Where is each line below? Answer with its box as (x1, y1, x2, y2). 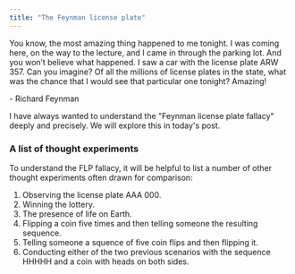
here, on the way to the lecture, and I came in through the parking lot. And (9, 47, 282, 58)
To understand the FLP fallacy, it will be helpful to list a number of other (9, 162, 273, 173)
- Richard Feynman (9, 93, 80, 104)
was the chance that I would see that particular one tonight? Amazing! (9, 75, 267, 86)
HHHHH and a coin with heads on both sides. (21, 256, 190, 267)
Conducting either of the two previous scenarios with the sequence (21, 246, 271, 257)
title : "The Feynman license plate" (9, 13, 146, 22)
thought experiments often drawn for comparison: (9, 172, 194, 183)
